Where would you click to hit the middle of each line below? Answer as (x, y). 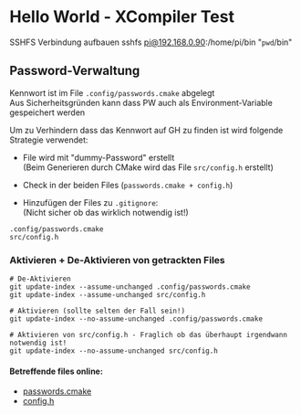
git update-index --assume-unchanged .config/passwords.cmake (130, 287)
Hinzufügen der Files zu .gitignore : (90, 202)
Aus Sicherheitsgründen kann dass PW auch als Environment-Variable (141, 102)
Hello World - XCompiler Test (122, 17)
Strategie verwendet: (49, 140)
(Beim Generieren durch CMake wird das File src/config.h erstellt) (148, 167)
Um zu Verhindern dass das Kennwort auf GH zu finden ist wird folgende (146, 130)
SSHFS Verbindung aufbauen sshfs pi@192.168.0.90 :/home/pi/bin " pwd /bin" (151, 42)
